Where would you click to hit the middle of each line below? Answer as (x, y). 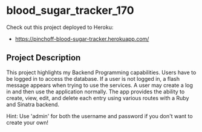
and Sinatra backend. (33, 104)
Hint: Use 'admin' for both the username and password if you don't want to (99, 116)
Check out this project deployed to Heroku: (60, 27)
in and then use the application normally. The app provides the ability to (96, 92)
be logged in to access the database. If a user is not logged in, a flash (93, 78)
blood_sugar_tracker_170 (70, 11)
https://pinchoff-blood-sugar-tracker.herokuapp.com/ (82, 39)
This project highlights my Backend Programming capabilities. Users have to (101, 72)
